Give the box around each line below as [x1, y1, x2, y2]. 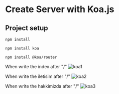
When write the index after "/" [5, 64, 67, 69]
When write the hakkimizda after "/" [5, 83, 79, 89]
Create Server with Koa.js [5, 4, 114, 15]
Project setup [5, 24, 49, 32]
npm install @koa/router [5, 55, 57, 60]
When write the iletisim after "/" [5, 73, 70, 79]
